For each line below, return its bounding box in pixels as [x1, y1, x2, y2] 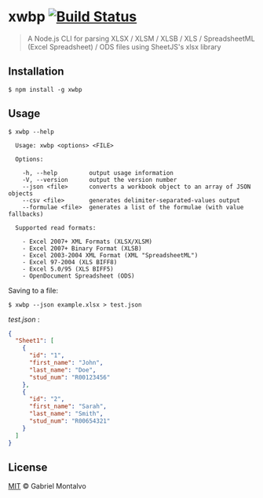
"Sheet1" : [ [15, 337, 55, 345]
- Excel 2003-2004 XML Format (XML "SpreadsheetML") [22, 251, 199, 259]
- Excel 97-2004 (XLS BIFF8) [22, 258, 118, 266]
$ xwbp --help [8, 128, 55, 136]
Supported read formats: [15, 224, 97, 231]
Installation [8, 65, 64, 78]
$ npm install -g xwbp [8, 85, 82, 93]
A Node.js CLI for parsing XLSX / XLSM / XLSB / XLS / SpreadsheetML [27, 34, 255, 43]
